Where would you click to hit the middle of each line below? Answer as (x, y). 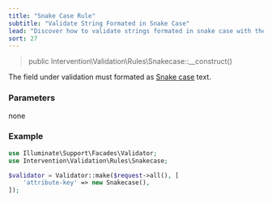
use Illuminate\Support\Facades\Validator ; (83, 153)
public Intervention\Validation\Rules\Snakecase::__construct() (130, 61)
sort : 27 (23, 38)
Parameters (32, 98)
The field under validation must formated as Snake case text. (110, 77)
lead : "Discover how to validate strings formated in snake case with (130, 31)
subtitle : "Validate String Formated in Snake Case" (99, 23)
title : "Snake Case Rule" (52, 16)
